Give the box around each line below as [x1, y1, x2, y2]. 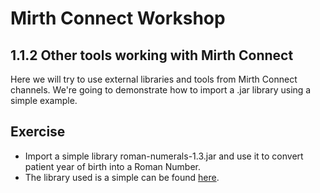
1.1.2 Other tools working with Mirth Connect [10, 47, 294, 64]
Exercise [10, 123, 66, 141]
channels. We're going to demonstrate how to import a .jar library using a [10, 84, 312, 96]
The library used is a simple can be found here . [24, 171, 220, 183]
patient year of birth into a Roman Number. [24, 160, 202, 172]
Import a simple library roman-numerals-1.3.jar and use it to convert [24, 150, 304, 162]
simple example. [10, 95, 78, 106]
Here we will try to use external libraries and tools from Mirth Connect [10, 73, 298, 85]
